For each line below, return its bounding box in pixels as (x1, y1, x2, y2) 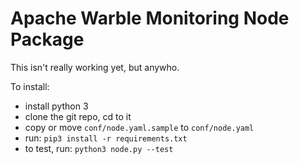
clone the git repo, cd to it (24, 110, 132, 122)
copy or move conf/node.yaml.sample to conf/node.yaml (24, 121, 255, 133)
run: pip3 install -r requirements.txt (24, 132, 188, 144)
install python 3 (24, 100, 89, 112)
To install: (10, 80, 50, 92)
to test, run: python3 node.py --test (24, 142, 174, 154)
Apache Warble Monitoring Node (10, 7, 290, 30)
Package (10, 28, 85, 51)
